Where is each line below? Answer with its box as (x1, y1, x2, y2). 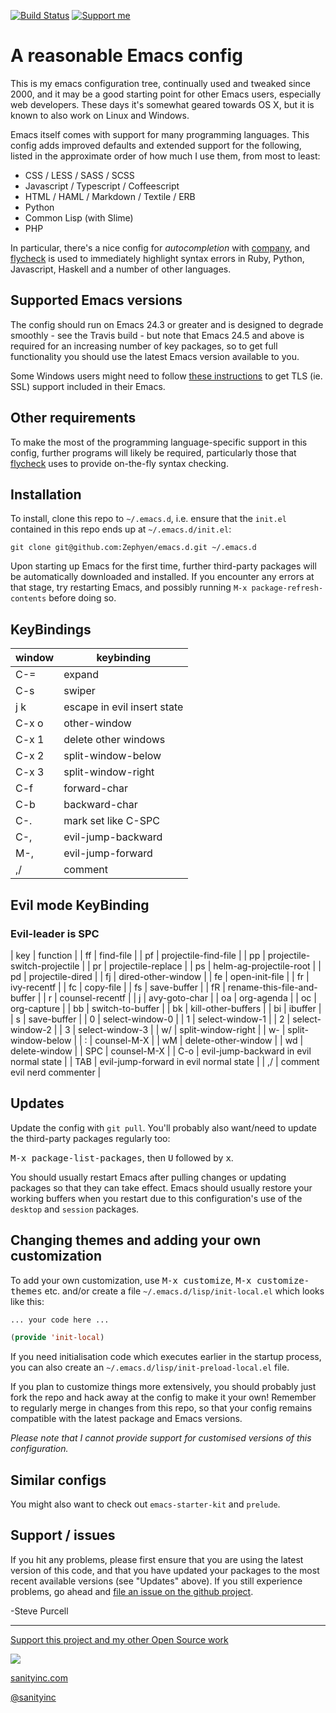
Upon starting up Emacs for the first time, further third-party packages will (10, 560, 317, 572)
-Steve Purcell (10, 1605, 69, 1617)
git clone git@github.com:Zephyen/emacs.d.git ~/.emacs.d (10, 543, 257, 553)
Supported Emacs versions (10, 292, 183, 309)
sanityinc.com (10, 1671, 68, 1684)
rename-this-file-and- (227, 981, 318, 993)
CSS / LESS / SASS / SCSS (24, 169, 135, 181)
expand (63, 668, 100, 682)
